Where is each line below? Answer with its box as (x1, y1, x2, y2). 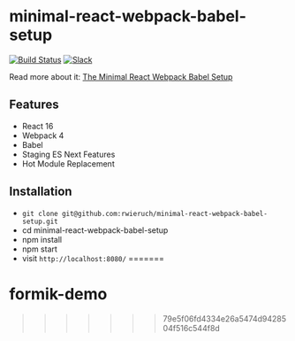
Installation (9, 184, 72, 199)
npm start (21, 244, 57, 254)
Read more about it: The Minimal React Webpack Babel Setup (9, 71, 233, 81)
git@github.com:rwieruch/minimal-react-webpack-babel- (61, 209, 268, 218)
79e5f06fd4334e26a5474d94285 (163, 313, 287, 324)
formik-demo (9, 283, 108, 304)
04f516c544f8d (163, 322, 221, 333)
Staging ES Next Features (21, 149, 116, 159)
